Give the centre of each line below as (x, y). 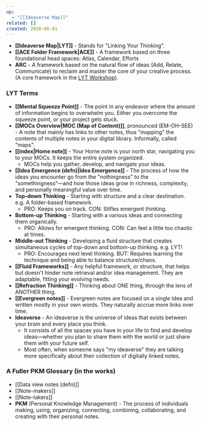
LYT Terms (22, 93)
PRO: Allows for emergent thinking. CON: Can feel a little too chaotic (108, 228)
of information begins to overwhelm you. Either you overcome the (96, 113)
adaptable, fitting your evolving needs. (62, 279)
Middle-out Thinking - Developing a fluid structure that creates (93, 241)
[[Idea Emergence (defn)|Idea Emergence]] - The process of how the (102, 170)
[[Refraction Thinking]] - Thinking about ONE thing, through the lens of (103, 285)
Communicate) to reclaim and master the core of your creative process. (103, 71)
